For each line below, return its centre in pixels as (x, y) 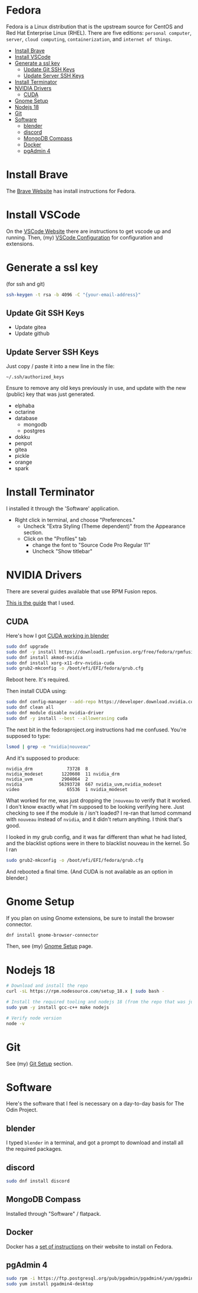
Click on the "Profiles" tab (55, 539)
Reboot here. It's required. (38, 680)
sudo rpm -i (21, 1279)
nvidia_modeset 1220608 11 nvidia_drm (63, 774)
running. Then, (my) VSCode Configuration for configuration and (85, 237)
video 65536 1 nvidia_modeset (67, 789)
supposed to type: (28, 736)
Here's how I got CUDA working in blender (57, 635)
